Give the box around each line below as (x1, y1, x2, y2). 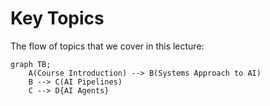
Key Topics (10, 7, 105, 30)
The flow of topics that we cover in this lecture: (10, 40, 205, 52)
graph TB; (10, 59, 52, 69)
